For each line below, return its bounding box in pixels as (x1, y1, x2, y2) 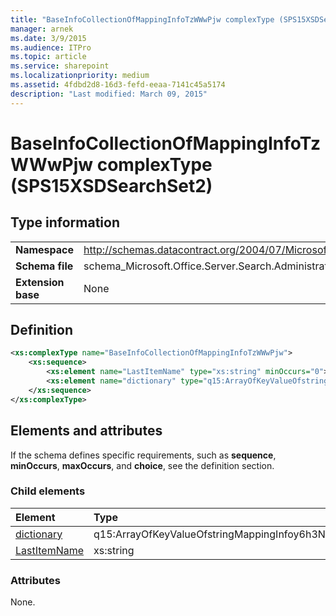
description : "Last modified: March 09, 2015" (10, 89, 208, 99)
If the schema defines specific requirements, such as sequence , (10, 449, 277, 461)
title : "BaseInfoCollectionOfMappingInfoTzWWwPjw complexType (10, 14, 275, 25)
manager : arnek (10, 24, 74, 34)
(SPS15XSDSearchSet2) (10, 174, 213, 197)
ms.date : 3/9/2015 (10, 33, 87, 43)
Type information (10, 214, 121, 231)
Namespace (15, 242, 75, 256)
